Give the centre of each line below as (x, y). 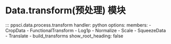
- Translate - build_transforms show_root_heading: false (65, 36)
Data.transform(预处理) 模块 (66, 10)
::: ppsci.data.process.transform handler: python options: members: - (78, 25)
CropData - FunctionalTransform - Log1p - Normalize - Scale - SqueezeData (86, 30)
